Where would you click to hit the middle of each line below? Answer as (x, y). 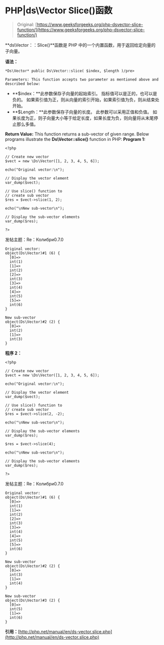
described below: (23, 84)
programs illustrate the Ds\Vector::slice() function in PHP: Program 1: (75, 139)
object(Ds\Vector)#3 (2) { (33, 600)
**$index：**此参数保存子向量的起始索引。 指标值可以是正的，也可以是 (85, 93)
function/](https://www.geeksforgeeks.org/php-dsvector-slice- (81, 29)
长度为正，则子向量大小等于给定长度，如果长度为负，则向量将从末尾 (85, 118)
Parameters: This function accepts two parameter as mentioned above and (82, 80)
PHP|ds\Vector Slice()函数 (59, 11)
